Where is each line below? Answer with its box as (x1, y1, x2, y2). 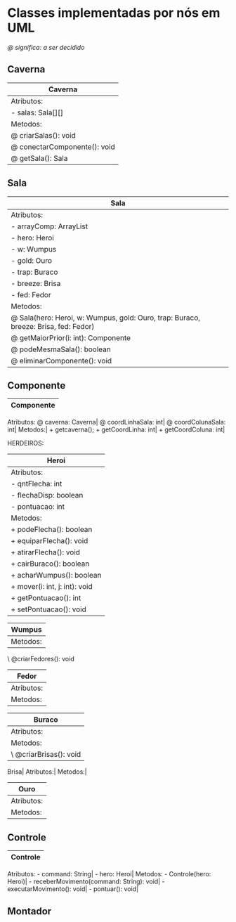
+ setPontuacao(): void (11, 604, 86, 614)
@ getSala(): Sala (11, 153, 68, 163)
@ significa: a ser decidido (7, 43, 85, 51)
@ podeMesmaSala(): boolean (11, 344, 111, 354)
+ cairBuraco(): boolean (11, 559, 90, 569)
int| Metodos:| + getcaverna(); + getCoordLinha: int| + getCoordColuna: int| (7, 425, 225, 434)
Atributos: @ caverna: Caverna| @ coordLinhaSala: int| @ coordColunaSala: (7, 418, 226, 427)
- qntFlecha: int (11, 479, 63, 489)
